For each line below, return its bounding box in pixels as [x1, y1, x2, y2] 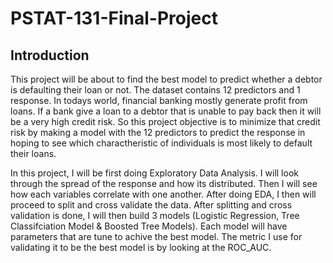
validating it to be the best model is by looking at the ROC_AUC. [10, 242, 272, 253]
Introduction [10, 47, 90, 64]
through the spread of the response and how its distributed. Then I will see [10, 178, 318, 189]
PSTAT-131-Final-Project [10, 7, 218, 30]
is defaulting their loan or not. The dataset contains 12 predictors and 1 [10, 84, 301, 96]
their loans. [10, 148, 57, 159]
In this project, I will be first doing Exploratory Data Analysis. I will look [10, 167, 299, 179]
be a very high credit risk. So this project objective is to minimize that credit [10, 116, 321, 127]
